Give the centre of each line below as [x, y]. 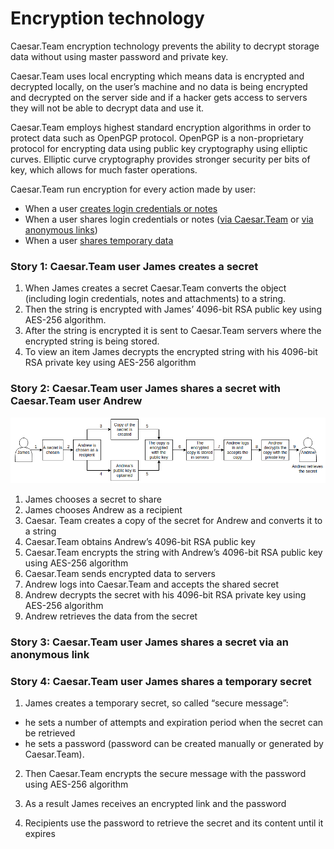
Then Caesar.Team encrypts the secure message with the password [165, 773]
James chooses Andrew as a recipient [103, 509]
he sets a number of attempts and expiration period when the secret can [174, 722]
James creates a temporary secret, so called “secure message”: [156, 703]
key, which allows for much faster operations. [104, 169]
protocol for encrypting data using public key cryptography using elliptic [159, 148]
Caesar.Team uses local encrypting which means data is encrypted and [157, 76]
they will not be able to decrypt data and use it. [107, 108]
